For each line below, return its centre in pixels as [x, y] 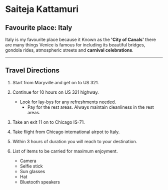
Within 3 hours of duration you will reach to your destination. [75, 141]
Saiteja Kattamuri [42, 9]
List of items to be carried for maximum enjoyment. [65, 151]
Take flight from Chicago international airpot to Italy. [66, 132]
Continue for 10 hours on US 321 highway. [55, 92]
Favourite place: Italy [39, 28]
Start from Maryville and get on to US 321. [55, 82]
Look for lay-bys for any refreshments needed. [68, 102]
